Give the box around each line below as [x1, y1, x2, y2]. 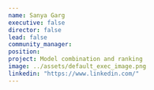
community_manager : [8, 41, 73, 49]
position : [8, 48, 41, 56]
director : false [8, 26, 62, 34]
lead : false [8, 33, 47, 41]
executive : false [8, 19, 66, 27]
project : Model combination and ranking [8, 56, 144, 63]
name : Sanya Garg [8, 11, 66, 20]
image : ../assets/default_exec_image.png [8, 63, 147, 70]
